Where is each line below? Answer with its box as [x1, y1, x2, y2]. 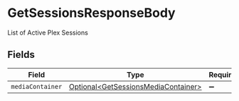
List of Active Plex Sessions [7, 28, 89, 37]
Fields [7, 49, 36, 61]
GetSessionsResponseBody [7, 5, 176, 21]
